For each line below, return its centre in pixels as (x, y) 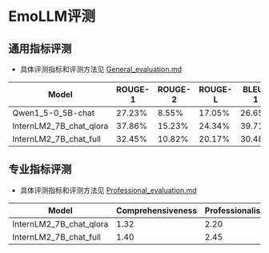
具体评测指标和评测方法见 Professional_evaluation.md (108, 190)
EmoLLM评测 (52, 16)
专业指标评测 (40, 169)
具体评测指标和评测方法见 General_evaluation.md (101, 69)
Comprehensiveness (157, 211)
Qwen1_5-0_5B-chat (53, 113)
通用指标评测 (40, 48)
